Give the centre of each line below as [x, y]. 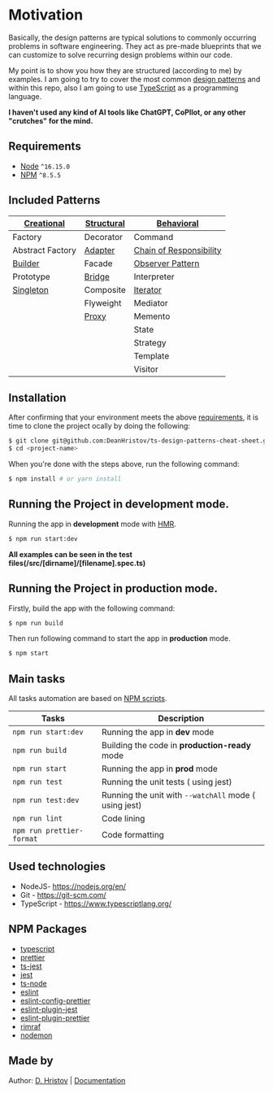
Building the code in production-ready [176, 746]
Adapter [100, 250]
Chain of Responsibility [178, 250]
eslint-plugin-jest [49, 1009]
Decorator [104, 237]
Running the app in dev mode [158, 732]
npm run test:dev [46, 800]
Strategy [150, 342]
